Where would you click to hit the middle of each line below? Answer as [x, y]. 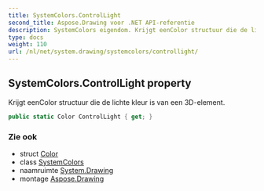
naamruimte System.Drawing [66, 170]
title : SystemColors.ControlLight [65, 15]
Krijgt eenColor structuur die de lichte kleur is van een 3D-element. [117, 102]
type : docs [26, 37]
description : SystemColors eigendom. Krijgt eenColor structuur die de [128, 30]
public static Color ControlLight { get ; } [81, 117]
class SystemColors [51, 162]
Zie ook [23, 136]
